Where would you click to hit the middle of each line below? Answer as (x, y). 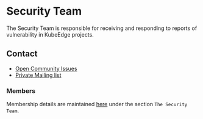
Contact (22, 54)
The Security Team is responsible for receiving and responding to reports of (102, 28)
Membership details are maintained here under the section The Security (97, 104)
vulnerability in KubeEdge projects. (50, 34)
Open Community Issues (46, 68)
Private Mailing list (38, 75)
